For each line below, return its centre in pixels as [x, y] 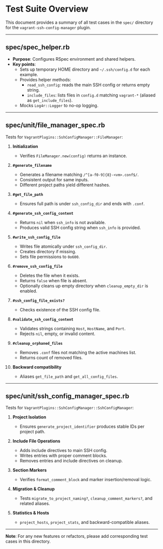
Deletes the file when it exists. [50, 275]
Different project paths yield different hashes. [65, 185]
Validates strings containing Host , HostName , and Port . [73, 328]
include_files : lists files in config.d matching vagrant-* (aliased [91, 95]
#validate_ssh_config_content [43, 319]
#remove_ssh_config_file [37, 266]
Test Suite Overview [47, 9]
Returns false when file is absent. [53, 280]
